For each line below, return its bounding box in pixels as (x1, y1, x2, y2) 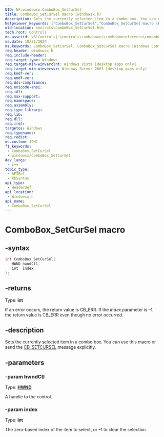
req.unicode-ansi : (5, 84, 42, 90)
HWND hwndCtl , (11, 261, 41, 266)
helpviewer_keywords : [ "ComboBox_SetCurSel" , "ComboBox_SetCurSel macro (5, 21, 154, 26)
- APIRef (7, 171, 25, 177)
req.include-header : (5, 52, 47, 58)
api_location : (5, 189, 34, 194)
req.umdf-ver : (5, 76, 34, 80)
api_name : (5, 199, 25, 204)
